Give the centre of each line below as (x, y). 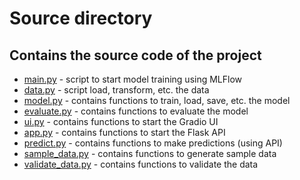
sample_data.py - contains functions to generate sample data (150, 153)
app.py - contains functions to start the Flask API (124, 132)
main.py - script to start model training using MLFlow (133, 79)
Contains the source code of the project (135, 55)
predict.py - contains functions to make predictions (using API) (153, 143)
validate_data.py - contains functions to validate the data (141, 164)
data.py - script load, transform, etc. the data (116, 90)
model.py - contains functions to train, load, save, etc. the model (157, 100)
